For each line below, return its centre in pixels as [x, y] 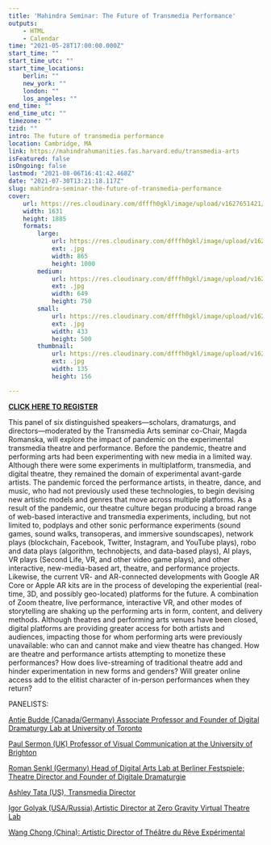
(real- [253, 585]
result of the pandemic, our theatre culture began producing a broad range [133, 508]
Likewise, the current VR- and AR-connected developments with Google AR [134, 576]
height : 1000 [73, 263]
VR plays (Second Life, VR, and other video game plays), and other [119, 559]
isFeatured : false [39, 158]
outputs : [23, 23]
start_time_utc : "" [41, 61]
